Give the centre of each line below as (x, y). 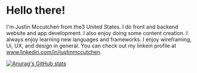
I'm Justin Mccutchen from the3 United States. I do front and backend (92, 27)
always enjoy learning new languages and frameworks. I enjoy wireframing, (99, 39)
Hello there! (36, 10)
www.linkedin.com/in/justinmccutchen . (54, 52)
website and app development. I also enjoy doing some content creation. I (97, 33)
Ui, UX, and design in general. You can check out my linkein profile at (91, 46)
